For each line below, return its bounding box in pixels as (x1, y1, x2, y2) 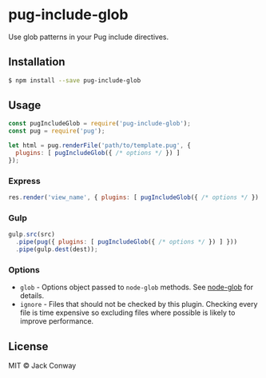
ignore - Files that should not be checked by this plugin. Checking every (19, 300, 258, 309)
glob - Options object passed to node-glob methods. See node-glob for (19, 282, 254, 292)
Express (8, 175, 42, 186)
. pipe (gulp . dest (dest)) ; (15, 245, 98, 253)
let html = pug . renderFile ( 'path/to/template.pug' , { (8, 141, 192, 149)
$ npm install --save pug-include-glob (8, 76, 141, 85)
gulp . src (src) (8, 230, 56, 239)
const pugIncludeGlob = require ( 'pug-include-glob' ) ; (8, 120, 192, 128)
